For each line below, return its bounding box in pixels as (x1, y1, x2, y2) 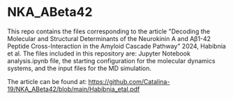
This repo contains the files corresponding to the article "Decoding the (7, 27, 211, 35)
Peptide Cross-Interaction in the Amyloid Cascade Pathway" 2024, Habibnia (7, 42, 227, 50)
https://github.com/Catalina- (88, 77, 170, 85)
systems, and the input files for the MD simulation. (7, 64, 152, 72)
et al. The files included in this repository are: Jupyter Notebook (7, 49, 190, 58)
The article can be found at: (7, 77, 87, 85)
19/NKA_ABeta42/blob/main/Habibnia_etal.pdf (7, 85, 140, 93)
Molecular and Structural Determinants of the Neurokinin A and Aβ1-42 (7, 34, 211, 42)
